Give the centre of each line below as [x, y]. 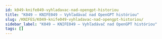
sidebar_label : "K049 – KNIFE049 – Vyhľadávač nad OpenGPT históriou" [81, 24]
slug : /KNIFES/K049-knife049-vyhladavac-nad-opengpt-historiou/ [74, 19]
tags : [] [14, 29]
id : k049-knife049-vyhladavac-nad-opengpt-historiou [62, 10]
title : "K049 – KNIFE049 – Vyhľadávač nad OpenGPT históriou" [72, 15]
